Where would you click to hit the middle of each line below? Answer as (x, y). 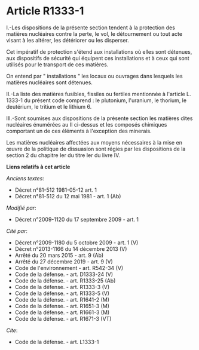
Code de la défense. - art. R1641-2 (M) (62, 299)
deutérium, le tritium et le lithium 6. (49, 106)
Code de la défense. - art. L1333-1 (57, 342)
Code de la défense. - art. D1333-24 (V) (64, 274)
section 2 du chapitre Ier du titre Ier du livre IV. (63, 155)
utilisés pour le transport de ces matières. (57, 65)
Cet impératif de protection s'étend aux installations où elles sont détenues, (99, 51)
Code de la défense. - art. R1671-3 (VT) (63, 318)
